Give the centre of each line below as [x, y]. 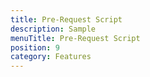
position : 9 [35, 47]
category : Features [51, 57]
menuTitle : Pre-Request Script [75, 38]
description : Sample [53, 29]
